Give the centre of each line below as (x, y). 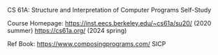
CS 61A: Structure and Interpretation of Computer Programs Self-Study (109, 10)
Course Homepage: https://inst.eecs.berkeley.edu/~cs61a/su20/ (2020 (109, 23)
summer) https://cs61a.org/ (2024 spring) (67, 31)
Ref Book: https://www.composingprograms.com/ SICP (87, 44)
